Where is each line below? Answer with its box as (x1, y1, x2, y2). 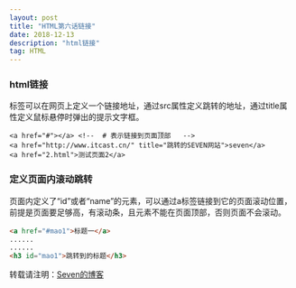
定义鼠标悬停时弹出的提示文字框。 (16, 112, 144, 123)
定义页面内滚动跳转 (9, 173, 93, 186)
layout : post (9, 13, 59, 23)
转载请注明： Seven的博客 (9, 269, 104, 280)
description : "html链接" (9, 38, 100, 48)
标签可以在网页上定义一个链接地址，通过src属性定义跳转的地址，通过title (9, 100, 280, 111)
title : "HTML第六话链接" (9, 22, 97, 31)
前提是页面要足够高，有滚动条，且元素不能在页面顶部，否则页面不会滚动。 (9, 207, 286, 218)
